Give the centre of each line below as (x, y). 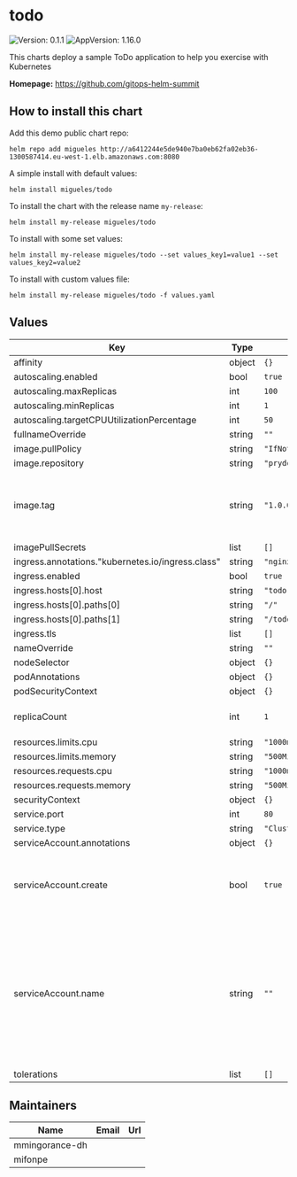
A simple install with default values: (73, 173)
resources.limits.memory (65, 756)
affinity (28, 362)
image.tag (34, 505)
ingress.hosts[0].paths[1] (67, 619)
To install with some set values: (66, 238)
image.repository (49, 463)
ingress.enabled (47, 576)
